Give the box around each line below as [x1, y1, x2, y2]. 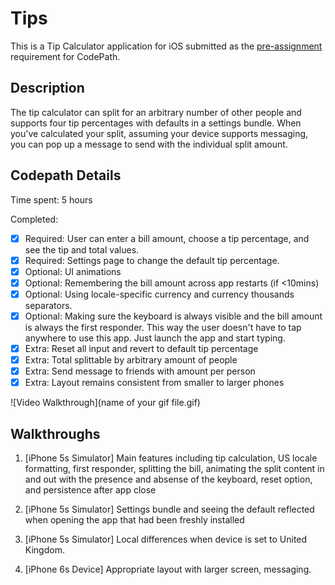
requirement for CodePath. [10, 50, 121, 62]
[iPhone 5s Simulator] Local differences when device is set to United [24, 533, 308, 545]
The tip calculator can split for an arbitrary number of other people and [10, 106, 302, 118]
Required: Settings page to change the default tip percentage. [24, 254, 280, 266]
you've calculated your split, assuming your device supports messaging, [10, 127, 309, 139]
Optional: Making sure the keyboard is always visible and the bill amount [24, 310, 323, 322]
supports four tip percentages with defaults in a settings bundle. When [10, 117, 302, 129]
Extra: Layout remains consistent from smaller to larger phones [24, 377, 285, 389]
